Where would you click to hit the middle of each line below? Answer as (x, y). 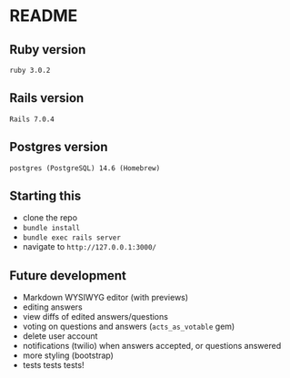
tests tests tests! (53, 365)
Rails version (47, 98)
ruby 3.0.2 (30, 70)
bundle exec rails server (71, 238)
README (44, 16)
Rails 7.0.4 (32, 119)
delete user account (60, 336)
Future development (68, 276)
